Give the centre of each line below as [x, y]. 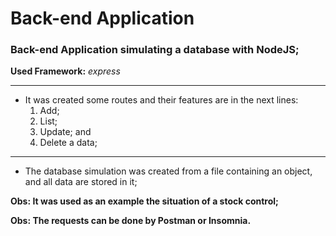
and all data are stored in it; [81, 182]
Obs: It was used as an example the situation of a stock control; [144, 201]
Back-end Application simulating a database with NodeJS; [155, 50]
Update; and [65, 132]
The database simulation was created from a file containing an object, [168, 171]
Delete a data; [68, 143]
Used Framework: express [65, 71]
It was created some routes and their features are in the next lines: [161, 100]
